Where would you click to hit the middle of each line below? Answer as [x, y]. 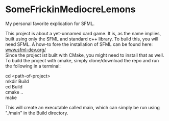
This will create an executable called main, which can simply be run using [82, 107]
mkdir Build [17, 81]
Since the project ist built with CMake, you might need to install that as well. [85, 55]
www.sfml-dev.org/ [26, 50]
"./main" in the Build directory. [37, 113]
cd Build [14, 87]
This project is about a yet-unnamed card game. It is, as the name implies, [83, 33]
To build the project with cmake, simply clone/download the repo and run [82, 60]
